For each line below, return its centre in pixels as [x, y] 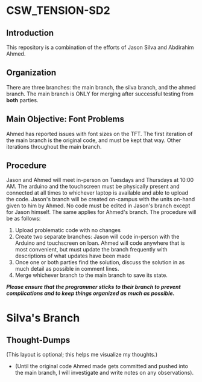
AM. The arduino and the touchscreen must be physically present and [93, 186]
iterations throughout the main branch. [54, 146]
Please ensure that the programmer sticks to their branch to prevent [93, 287]
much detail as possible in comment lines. [67, 269]
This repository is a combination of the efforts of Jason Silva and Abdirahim [100, 47]
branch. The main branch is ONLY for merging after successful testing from [100, 94]
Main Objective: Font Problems [65, 119]
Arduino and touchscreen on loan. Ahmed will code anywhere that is [100, 243]
